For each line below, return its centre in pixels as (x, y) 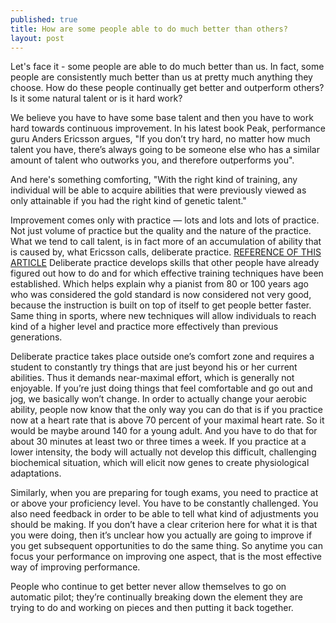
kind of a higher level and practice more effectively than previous (144, 327)
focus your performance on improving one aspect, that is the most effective (166, 557)
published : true (44, 19)
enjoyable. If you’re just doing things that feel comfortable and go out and (161, 388)
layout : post (37, 38)
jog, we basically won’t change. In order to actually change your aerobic (159, 399)
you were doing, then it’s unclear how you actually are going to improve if (161, 535)
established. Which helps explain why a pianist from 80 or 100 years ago (159, 284)
